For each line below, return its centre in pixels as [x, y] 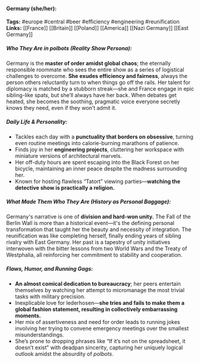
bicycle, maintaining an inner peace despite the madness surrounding [101, 169]
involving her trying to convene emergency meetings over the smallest [102, 328]
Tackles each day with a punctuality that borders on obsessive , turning [104, 137]
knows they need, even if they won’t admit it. [61, 108]
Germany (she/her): [31, 8]
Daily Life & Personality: [37, 121]
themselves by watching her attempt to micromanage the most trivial [99, 290]
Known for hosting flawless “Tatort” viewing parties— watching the [98, 181]
